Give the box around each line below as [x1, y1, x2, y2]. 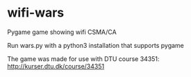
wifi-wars [7, 5, 65, 21]
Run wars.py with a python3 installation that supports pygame [7, 41, 184, 49]
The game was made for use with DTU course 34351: [7, 54, 160, 63]
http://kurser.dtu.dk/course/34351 [7, 62, 105, 70]
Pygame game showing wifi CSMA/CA [7, 28, 117, 36]
